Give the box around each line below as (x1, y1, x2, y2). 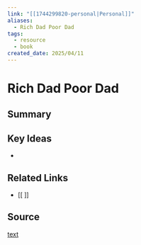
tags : (7, 30, 23, 38)
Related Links (7, 171, 69, 184)
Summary (7, 108, 52, 120)
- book (13, 43, 33, 50)
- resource (13, 37, 46, 44)
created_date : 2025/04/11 (7, 50, 84, 57)
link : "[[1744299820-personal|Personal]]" (7, 10, 135, 18)
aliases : (7, 17, 33, 24)
